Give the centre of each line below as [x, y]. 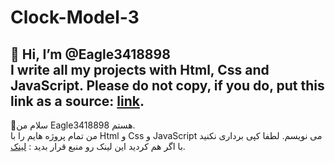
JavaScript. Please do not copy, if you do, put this [167, 85]
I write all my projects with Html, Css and [140, 69]
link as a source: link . [77, 101]
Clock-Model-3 [75, 17]
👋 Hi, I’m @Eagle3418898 [90, 54]
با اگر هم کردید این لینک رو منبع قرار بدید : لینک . [98, 146]
